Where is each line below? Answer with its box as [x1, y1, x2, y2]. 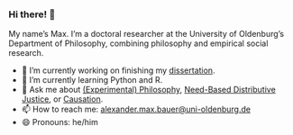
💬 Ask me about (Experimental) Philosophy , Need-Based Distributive [21, 85, 276, 95]
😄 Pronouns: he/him [21, 117, 98, 128]
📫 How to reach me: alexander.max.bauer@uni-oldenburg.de [21, 103, 252, 115]
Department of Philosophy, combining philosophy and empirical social [8, 38, 269, 49]
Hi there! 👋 [8, 8, 56, 21]
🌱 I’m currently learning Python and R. [21, 75, 163, 85]
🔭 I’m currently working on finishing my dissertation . [21, 65, 215, 76]
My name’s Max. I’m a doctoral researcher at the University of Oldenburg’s [8, 29, 285, 40]
